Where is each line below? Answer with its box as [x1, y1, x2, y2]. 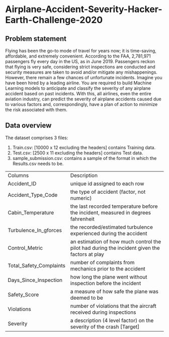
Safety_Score [8, 291, 39, 298]
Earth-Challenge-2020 [5, 14, 103, 26]
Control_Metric [8, 244, 43, 251]
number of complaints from [70, 259, 135, 266]
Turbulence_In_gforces [8, 227, 62, 234]
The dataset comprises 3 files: [5, 135, 68, 141]
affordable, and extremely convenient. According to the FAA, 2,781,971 [5, 53, 151, 59]
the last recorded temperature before [70, 203, 158, 210]
